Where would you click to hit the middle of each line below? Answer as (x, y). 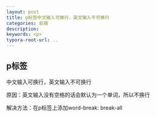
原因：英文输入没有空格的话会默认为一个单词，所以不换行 (78, 95)
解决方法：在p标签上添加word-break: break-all (64, 107)
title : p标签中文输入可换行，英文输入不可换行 (58, 18)
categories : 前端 (27, 23)
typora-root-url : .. (32, 40)
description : (23, 29)
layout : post (23, 12)
